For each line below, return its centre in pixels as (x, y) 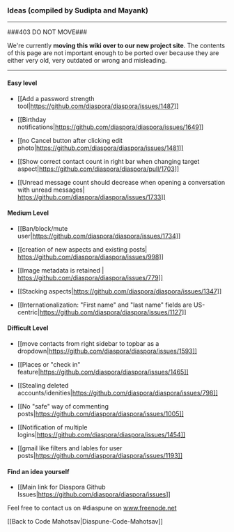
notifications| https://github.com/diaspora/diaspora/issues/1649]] (110, 127)
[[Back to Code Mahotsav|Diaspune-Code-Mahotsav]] (85, 522)
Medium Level (28, 213)
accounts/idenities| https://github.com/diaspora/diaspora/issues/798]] (117, 393)
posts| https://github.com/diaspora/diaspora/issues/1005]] (101, 413)
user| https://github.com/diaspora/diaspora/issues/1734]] (99, 236)
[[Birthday (32, 119)
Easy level (22, 83)
